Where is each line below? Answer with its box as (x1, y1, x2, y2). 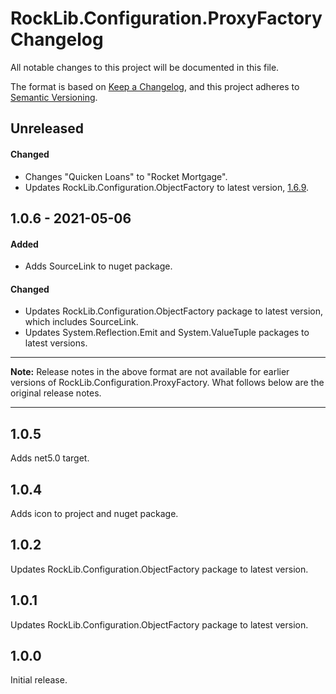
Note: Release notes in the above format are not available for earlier (10, 366, 290, 378)
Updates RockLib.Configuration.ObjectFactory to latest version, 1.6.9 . (24, 181, 310, 193)
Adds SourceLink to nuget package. (24, 260, 173, 272)
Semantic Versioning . (10, 91, 98, 103)
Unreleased (10, 120, 85, 137)
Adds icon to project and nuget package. (10, 507, 179, 519)
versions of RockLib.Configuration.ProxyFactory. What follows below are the (10, 377, 325, 389)
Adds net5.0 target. (10, 452, 90, 464)
